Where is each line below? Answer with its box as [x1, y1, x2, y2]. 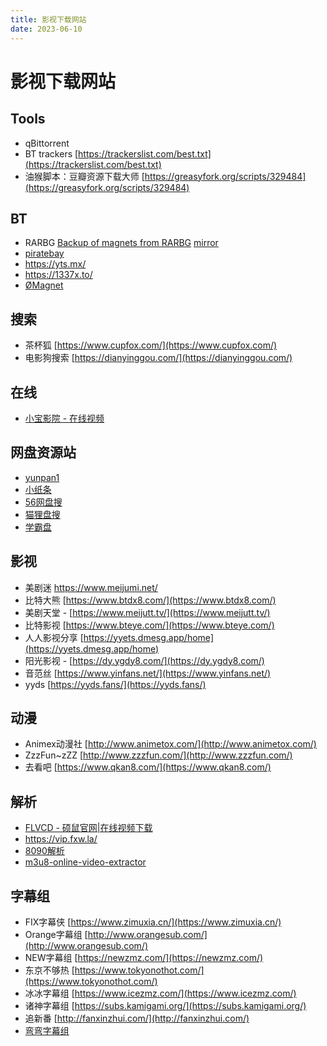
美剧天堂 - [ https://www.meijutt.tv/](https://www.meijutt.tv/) [24, 606, 271, 618]
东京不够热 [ [24, 964, 75, 976]
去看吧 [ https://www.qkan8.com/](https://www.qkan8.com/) [24, 761, 272, 773]
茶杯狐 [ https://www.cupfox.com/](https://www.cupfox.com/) [24, 339, 278, 351]
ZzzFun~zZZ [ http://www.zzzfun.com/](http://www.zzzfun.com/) [24, 749, 293, 761]
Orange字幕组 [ [24, 929, 88, 940]
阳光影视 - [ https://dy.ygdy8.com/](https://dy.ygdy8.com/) [24, 654, 265, 666]
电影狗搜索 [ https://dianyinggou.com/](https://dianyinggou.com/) [24, 352, 293, 364]
